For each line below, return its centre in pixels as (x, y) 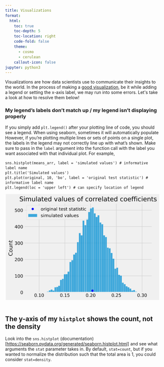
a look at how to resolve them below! (42, 98)
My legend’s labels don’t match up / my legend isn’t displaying (81, 111)
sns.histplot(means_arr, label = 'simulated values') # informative (77, 163)
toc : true (24, 26)
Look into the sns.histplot (32, 339)
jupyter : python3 (23, 67)
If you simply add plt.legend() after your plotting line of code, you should (80, 127)
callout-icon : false (35, 62)
